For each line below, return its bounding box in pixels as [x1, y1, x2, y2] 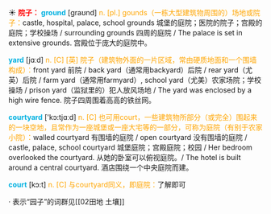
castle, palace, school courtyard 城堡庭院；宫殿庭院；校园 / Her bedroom [8, 142, 252, 152]
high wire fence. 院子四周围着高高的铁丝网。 [8, 96, 156, 105]
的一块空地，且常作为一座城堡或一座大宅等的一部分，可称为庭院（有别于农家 [8, 122, 263, 132]
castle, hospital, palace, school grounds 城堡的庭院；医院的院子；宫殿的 [23, 18, 263, 27]
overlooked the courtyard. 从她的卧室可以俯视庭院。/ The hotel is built [8, 153, 241, 162]
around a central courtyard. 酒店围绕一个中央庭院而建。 [8, 163, 194, 172]
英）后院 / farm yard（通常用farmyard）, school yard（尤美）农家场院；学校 [8, 76, 262, 84]
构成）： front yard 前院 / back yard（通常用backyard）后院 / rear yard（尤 [8, 65, 253, 75]
